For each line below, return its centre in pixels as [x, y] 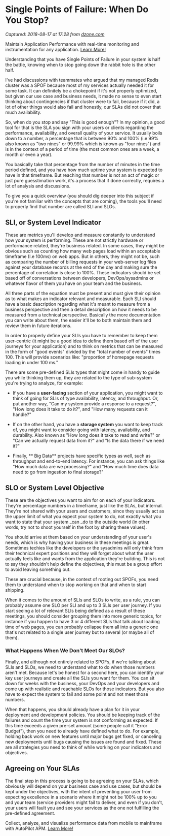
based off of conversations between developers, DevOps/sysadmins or [80, 278]
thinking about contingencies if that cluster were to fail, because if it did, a [82, 101]
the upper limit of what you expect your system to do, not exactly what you [83, 516]
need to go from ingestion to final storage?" [58, 472]
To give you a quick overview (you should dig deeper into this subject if [80, 196]
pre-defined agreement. [30, 813]
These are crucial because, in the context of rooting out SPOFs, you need [82, 579]
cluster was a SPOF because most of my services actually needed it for [80, 85]
